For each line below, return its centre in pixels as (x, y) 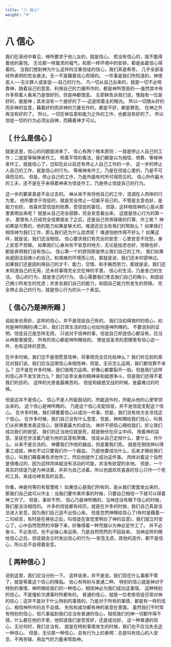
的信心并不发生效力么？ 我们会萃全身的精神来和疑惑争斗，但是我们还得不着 (84, 376)
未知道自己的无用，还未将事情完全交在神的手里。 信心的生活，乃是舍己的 (82, 270)
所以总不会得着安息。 (36, 544)
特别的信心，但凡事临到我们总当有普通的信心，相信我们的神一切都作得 (83, 613)
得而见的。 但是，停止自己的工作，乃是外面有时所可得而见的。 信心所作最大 (84, 177)
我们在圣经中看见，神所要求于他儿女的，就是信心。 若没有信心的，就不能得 (84, 57)
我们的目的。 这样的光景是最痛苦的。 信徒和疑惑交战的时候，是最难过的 (80, 383)
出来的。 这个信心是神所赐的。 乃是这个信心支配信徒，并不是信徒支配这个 (82, 406)
